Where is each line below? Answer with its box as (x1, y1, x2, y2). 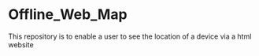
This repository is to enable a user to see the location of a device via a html (8, 32, 252, 41)
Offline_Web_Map (8, 6, 128, 24)
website (8, 39, 34, 49)
